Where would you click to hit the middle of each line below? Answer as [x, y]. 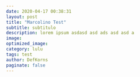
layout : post [22, 17]
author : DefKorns [27, 60]
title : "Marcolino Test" [36, 22]
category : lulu [24, 49]
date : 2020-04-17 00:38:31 [39, 11]
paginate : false [26, 65]
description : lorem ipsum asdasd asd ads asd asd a [70, 33]
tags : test [19, 54]
